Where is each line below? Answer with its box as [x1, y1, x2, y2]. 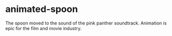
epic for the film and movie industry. [5, 25, 82, 31]
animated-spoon [5, 3, 78, 15]
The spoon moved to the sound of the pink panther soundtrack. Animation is [5, 20, 167, 26]
